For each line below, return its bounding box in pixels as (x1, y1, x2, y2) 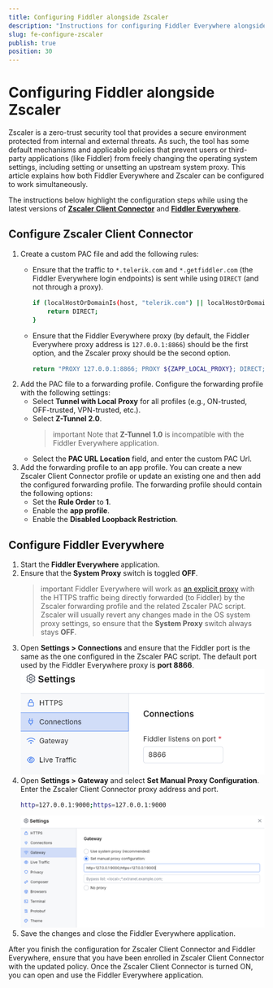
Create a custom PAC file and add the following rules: (19, 249, 199, 259)
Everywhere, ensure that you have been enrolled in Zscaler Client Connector (8, 952, 265, 963)
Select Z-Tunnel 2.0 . (32, 414, 102, 424)
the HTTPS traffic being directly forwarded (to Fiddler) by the (40, 593, 245, 603)
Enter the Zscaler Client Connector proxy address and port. (19, 784, 219, 794)
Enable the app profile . (32, 506, 110, 516)
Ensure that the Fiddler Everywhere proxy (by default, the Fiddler (32, 330, 250, 341)
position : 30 (8, 47, 53, 56)
